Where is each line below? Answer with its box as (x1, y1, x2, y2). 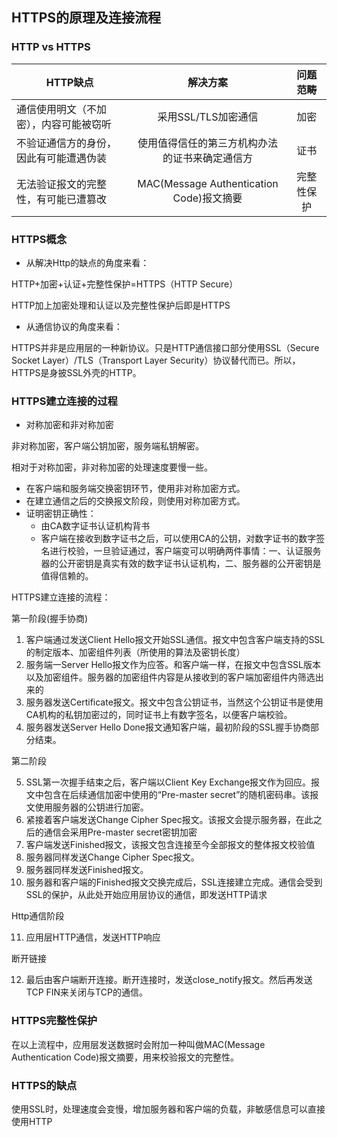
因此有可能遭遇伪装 (16, 151, 108, 165)
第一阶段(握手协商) (11, 613, 89, 625)
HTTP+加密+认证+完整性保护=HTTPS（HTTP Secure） (11, 278, 239, 290)
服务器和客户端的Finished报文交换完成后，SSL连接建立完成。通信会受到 (25, 876, 323, 888)
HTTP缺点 (45, 75, 94, 89)
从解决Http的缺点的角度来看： (25, 256, 150, 268)
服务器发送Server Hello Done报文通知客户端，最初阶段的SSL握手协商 (25, 721, 311, 733)
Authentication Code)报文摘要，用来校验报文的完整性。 (11, 1051, 240, 1063)
